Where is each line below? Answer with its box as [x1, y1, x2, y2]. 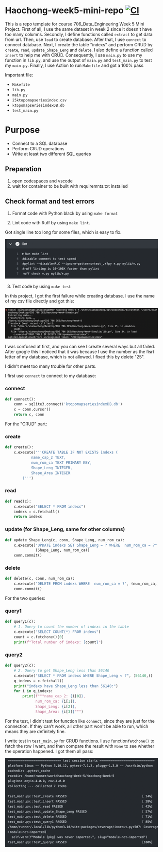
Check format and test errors [5, 198, 95, 206]
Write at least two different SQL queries [12, 151, 91, 157]
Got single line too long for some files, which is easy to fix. [5, 229, 122, 235]
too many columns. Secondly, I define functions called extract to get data [5, 31, 153, 37]
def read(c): [5, 499, 32, 504]
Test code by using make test [12, 283, 71, 289]
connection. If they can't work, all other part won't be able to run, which [5, 723, 148, 729]
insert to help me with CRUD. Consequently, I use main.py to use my [5, 52, 143, 58]
